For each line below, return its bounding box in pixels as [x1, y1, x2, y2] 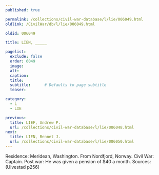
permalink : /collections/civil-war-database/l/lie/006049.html [5, 16, 144, 22]
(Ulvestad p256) [5, 164, 40, 170]
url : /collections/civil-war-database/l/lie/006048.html [10, 125, 134, 130]
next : [5, 129, 17, 135]
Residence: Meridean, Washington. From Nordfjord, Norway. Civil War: [5, 153, 154, 159]
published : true [5, 7, 40, 13]
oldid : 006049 [5, 31, 36, 36]
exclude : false [10, 54, 43, 59]
